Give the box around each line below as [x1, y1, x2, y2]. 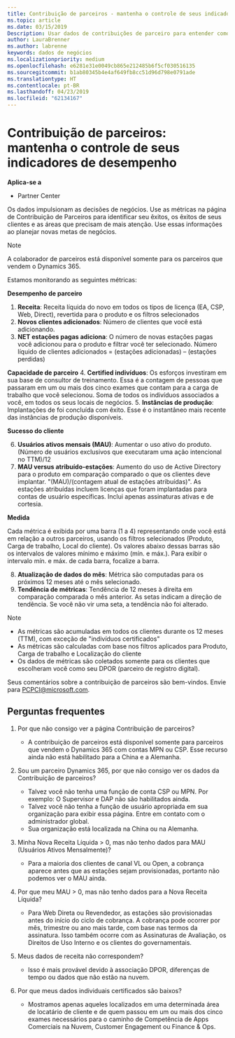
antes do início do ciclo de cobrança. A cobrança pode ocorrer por [27, 915, 220, 925]
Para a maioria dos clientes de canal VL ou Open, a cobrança [27, 859, 204, 867]
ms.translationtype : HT [7, 75, 77, 83]
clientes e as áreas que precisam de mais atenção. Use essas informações [7, 220, 222, 228]
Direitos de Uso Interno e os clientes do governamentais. [27, 938, 192, 946]
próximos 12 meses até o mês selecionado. [17, 577, 142, 586]
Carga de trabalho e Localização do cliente [17, 649, 142, 658]
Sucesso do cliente [7, 427, 64, 435]
